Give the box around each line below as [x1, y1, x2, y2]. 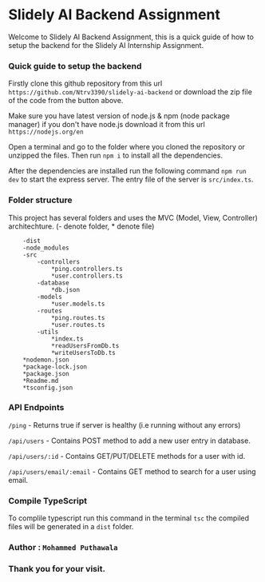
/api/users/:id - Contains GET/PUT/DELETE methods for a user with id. [8, 451, 246, 460]
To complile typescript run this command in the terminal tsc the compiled [8, 513, 250, 523]
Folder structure [8, 194, 73, 205]
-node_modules [22, 244, 69, 252]
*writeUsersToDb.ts [50, 349, 116, 357]
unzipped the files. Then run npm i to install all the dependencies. [8, 150, 223, 161]
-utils [37, 328, 59, 336]
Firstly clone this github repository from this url [8, 78, 163, 89]
